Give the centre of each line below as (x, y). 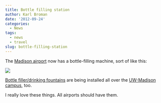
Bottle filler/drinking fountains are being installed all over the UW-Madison (80, 80)
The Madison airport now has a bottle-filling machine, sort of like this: (76, 61)
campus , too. (19, 85)
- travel (19, 42)
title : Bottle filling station (37, 10)
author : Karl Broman (27, 14)
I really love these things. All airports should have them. (62, 95)
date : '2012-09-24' (25, 19)
